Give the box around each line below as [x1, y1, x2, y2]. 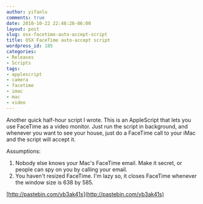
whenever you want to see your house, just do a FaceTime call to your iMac [6, 129, 196, 136]
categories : [6, 49, 37, 55]
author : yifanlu [6, 9, 48, 15]
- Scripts [6, 60, 32, 66]
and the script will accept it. [6, 135, 76, 143]
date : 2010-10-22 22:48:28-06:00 [6, 20, 91, 26]
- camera [6, 77, 29, 83]
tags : [6, 65, 20, 72]
